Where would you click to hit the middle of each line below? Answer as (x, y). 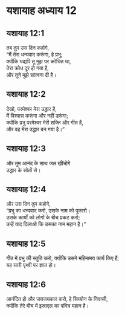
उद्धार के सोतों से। (24, 170)
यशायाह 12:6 (26, 284)
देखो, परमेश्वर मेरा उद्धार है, (32, 109)
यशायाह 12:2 (26, 94)
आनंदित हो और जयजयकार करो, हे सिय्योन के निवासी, (57, 299)
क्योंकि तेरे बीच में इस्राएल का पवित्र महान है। (48, 306)
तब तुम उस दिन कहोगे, (28, 48)
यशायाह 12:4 (26, 190)
